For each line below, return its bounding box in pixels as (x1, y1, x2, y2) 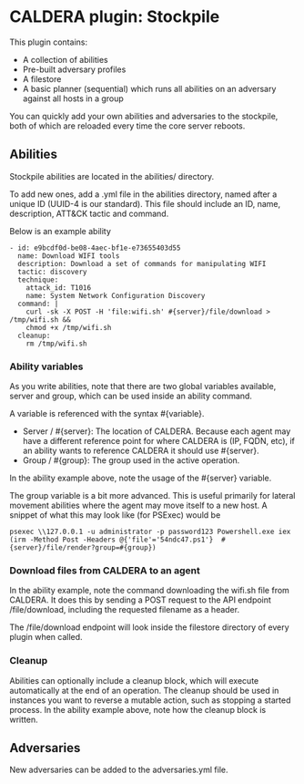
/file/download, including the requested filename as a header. (9, 604, 239, 615)
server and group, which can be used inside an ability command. (9, 390, 253, 402)
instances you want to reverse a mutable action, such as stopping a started (9, 695, 291, 706)
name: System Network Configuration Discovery (25, 291, 206, 300)
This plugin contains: (9, 36, 88, 47)
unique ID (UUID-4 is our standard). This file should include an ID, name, (9, 198, 281, 209)
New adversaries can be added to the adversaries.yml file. (9, 764, 228, 776)
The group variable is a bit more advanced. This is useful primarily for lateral (9, 490, 296, 501)
